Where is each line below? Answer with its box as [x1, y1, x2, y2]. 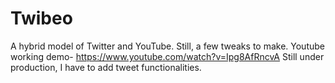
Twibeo [10, 7, 73, 30]
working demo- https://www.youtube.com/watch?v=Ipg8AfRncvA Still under [10, 50, 325, 62]
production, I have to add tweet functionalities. [10, 61, 202, 73]
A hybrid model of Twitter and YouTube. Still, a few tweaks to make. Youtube [10, 40, 325, 52]
